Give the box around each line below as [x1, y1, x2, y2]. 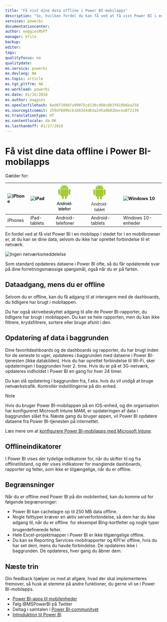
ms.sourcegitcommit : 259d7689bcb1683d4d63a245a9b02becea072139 [5, 108, 139, 113]
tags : [5, 50, 16, 55]
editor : [5, 45, 21, 50]
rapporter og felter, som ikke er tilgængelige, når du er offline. [5, 466, 132, 472]
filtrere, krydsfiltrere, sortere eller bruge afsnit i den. [5, 319, 112, 325]
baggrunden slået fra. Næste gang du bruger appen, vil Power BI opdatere [5, 413, 158, 419]
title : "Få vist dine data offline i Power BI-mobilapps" [5, 8, 128, 13]
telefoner [56, 220, 75, 226]
